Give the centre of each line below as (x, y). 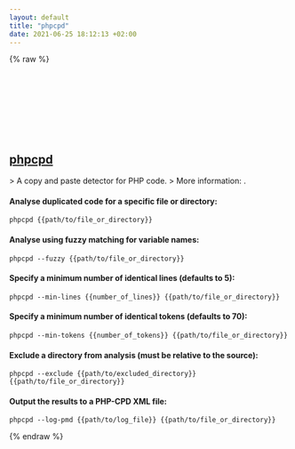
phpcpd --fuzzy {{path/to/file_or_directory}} (97, 259)
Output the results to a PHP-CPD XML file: (88, 401)
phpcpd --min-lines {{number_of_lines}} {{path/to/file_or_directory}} (144, 297)
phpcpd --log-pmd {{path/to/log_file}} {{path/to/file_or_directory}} (143, 420)
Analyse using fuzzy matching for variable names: (104, 239)
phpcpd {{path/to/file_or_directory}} (81, 220)
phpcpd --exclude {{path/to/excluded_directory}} (103, 374)
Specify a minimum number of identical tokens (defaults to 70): (128, 317)
